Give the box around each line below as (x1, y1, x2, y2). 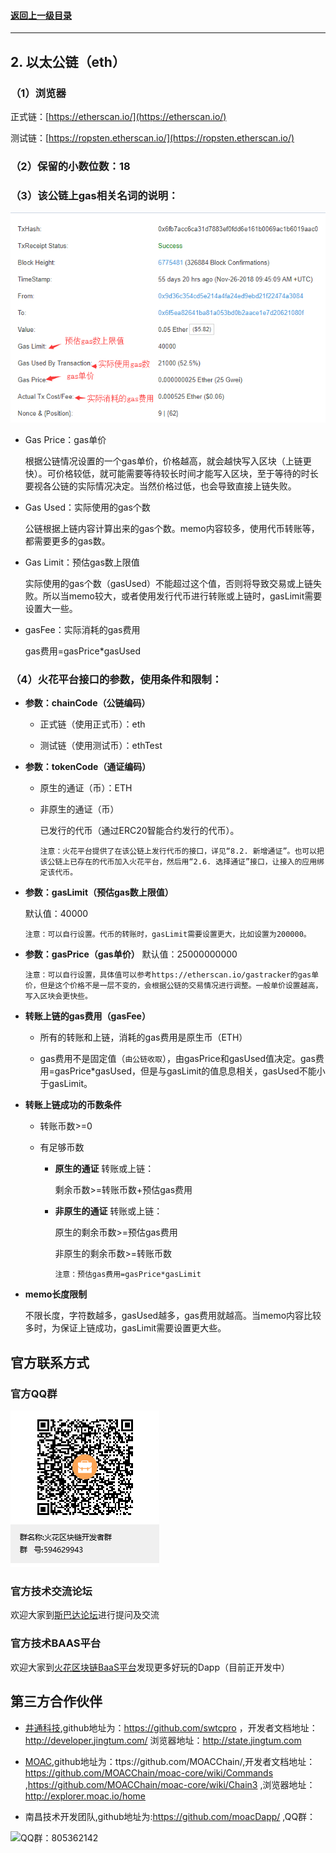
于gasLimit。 (39, 1078, 93, 1090)
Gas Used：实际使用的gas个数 (24, 501, 151, 514)
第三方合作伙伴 (10, 1693, 103, 1710)
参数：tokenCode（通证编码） (24, 761, 152, 773)
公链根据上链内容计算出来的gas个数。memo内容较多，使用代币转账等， (24, 523, 320, 535)
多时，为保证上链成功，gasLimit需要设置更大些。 (24, 1322, 227, 1334)
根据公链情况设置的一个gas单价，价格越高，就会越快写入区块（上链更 (24, 455, 312, 467)
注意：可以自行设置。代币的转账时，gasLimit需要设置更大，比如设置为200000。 (24, 930, 312, 940)
